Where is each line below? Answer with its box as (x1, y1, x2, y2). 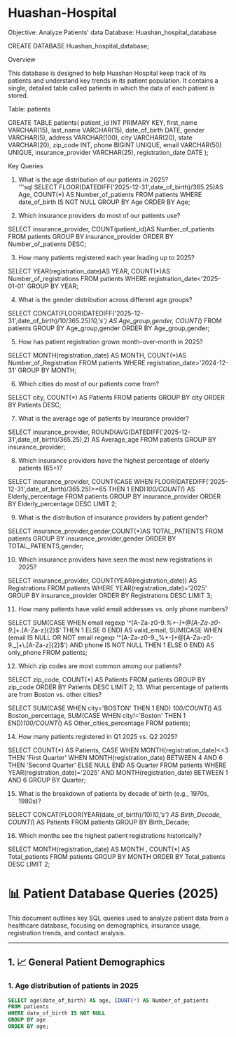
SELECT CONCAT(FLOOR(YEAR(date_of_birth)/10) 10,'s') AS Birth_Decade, (8, 810, 222, 818)
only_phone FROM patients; (8, 648, 88, 656)
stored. (8, 91, 29, 100)
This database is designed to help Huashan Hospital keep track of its (8, 69, 207, 77)
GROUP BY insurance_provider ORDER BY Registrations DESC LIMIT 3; (8, 591, 213, 599)
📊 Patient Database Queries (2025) (8, 886, 219, 902)
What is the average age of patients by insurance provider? (18, 414, 190, 422)
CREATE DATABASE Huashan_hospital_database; (8, 41, 150, 50)
